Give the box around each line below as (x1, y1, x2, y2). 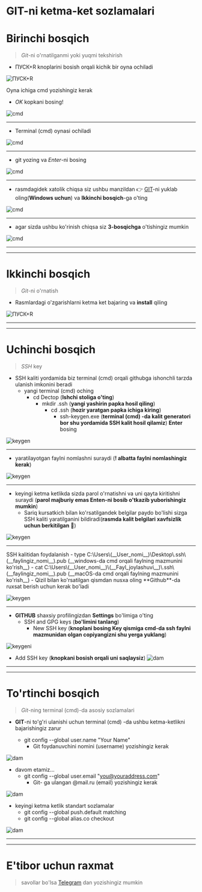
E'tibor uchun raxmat (6, 859, 114, 873)
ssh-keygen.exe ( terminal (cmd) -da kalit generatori (60, 413, 191, 420)
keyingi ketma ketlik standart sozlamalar (14, 802, 115, 809)
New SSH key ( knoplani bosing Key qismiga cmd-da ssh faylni (32, 625, 191, 631)
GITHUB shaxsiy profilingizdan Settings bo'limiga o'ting (14, 612, 153, 619)
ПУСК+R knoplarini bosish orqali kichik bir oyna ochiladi (14, 63, 153, 70)
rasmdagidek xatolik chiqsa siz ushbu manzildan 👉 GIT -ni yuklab (14, 185, 178, 193)
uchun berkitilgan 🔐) (23, 522, 76, 529)
